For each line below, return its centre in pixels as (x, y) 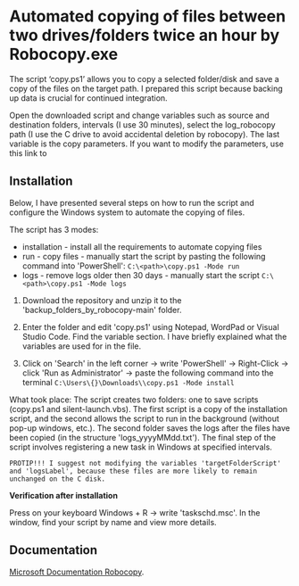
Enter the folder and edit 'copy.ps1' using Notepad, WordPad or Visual (150, 326)
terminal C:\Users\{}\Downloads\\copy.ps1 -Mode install (128, 382)
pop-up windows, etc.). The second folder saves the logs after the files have (150, 428)
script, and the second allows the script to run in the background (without (144, 418)
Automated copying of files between (148, 17)
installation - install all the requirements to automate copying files (142, 246)
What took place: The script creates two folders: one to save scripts (134, 400)
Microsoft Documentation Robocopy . (77, 572)
